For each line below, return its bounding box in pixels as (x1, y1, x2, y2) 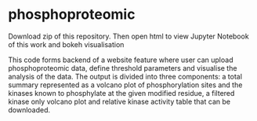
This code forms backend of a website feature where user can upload (8, 55, 233, 64)
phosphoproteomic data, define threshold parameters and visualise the (8, 63, 237, 72)
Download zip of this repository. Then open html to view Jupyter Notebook (8, 31, 249, 41)
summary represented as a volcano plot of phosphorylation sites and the (8, 80, 243, 90)
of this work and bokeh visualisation (8, 39, 125, 49)
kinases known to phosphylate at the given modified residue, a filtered (8, 88, 235, 97)
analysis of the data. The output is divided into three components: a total (8, 71, 243, 81)
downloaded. (8, 104, 51, 115)
